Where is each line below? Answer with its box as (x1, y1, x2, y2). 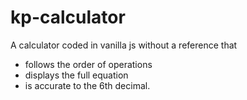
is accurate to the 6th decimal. (24, 79, 151, 91)
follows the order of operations (24, 58, 153, 70)
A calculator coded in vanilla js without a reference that (10, 39, 238, 51)
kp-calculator (10, 6, 126, 29)
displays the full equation (24, 69, 129, 81)
